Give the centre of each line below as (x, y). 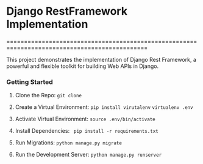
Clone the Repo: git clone (48, 95)
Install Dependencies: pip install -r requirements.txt (87, 131)
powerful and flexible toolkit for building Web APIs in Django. (83, 66)
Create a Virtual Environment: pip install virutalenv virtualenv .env (104, 107)
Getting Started (30, 82)
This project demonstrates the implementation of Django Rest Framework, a (101, 59)
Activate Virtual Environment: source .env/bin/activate (85, 119)
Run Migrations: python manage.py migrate (68, 143)
